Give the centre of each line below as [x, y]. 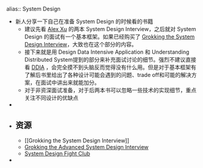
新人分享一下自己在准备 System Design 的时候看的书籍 [84, 21]
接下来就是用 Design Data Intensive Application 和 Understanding [107, 52]
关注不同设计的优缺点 [51, 98]
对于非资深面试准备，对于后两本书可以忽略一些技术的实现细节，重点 [110, 90]
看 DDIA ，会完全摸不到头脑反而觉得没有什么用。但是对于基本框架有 [110, 67]
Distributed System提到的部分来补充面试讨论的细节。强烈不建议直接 [110, 60]
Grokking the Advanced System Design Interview [86, 147]
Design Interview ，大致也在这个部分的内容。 [81, 44]
